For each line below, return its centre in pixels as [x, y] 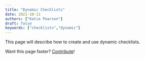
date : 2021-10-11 [23, 14]
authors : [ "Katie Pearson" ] [34, 19]
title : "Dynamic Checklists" [35, 10]
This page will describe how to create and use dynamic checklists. [73, 42]
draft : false [18, 23]
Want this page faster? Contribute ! [40, 52]
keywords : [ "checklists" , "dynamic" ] [43, 28]
